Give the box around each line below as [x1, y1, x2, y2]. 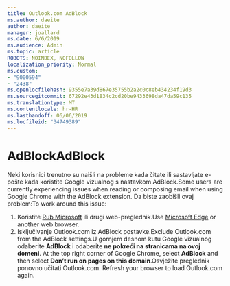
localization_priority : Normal [7, 61, 97, 68]
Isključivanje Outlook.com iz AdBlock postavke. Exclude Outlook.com [16, 228, 211, 236]
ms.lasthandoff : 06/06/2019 [7, 112, 88, 119]
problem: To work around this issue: [7, 200, 107, 208]
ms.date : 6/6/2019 [7, 36, 60, 43]
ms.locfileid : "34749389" [7, 118, 81, 126]
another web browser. [16, 220, 80, 228]
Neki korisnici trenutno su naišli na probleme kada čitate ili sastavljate [7, 171, 204, 179]
